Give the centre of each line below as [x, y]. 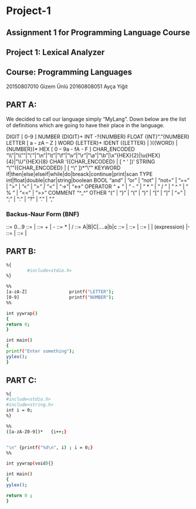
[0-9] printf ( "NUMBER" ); [60, 297]
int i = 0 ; [19, 410]
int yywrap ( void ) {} [30, 464]
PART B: [21, 251]
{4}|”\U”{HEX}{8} [27, 161]
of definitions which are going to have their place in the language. [85, 125]
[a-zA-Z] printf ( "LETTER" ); [60, 292]
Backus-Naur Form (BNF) [43, 214]
